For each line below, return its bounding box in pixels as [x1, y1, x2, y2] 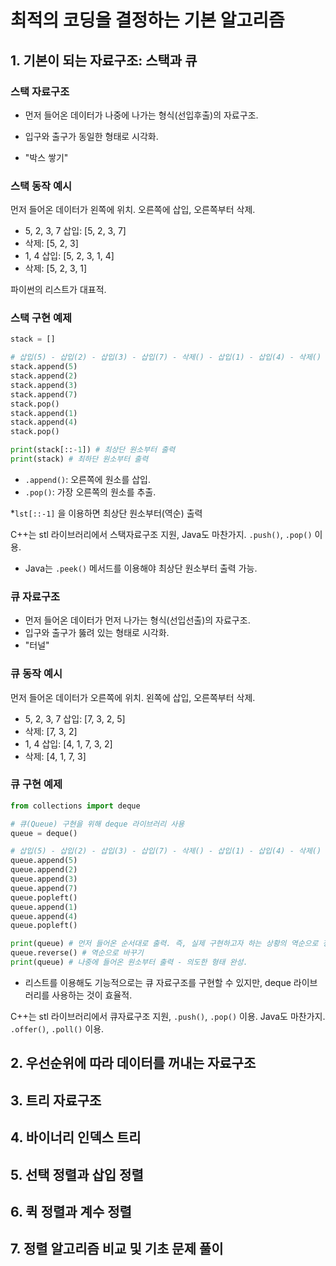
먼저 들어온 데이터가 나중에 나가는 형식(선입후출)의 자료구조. [24, 109, 259, 121]
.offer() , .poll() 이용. [10, 1022, 105, 1035]
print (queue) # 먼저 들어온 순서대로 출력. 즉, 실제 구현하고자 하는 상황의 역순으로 [10, 939, 319, 949]
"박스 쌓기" [24, 151, 69, 163]
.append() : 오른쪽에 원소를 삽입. [24, 473, 152, 485]
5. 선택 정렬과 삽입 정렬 [10, 1166, 144, 1183]
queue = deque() [10, 828, 78, 838]
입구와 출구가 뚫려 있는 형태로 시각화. [24, 627, 170, 639]
